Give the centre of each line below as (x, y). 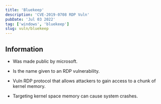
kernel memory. (29, 86)
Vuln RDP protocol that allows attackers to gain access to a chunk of (84, 81)
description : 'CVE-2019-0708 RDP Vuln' (47, 15)
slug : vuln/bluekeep (27, 29)
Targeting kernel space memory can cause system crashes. (75, 96)
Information (24, 49)
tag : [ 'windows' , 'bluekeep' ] (37, 24)
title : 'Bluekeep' (25, 10)
